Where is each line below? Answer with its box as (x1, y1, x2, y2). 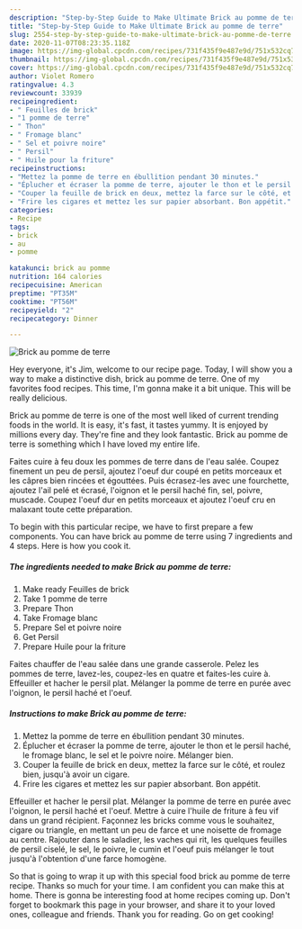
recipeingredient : (9, 96, 78, 106)
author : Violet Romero (9, 72, 94, 81)
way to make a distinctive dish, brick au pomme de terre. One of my (9, 374, 261, 384)
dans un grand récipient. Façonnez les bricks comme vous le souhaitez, (9, 816, 276, 826)
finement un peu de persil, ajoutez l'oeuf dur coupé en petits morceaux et (9, 465, 282, 477)
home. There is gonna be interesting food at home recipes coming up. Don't (9, 890, 290, 901)
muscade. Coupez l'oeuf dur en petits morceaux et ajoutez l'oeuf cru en (9, 494, 276, 505)
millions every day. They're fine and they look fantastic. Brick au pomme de (9, 429, 289, 440)
